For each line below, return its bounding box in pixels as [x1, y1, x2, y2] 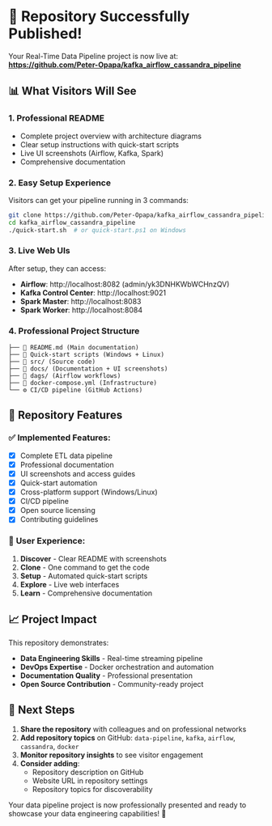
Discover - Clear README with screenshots [19, 553, 168, 563]
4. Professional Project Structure [8, 325, 140, 337]
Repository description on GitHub [32, 768, 144, 777]
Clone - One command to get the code [19, 562, 150, 572]
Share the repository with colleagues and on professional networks [19, 724, 247, 735]
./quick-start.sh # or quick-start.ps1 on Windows [8, 226, 186, 234]
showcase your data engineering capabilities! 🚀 [8, 809, 167, 819]
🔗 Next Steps [8, 703, 75, 717]
